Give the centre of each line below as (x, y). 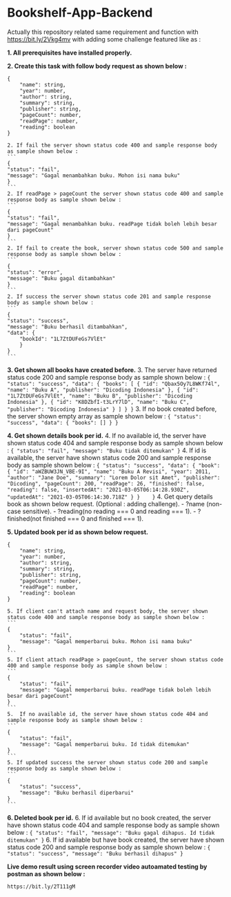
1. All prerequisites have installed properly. (70, 53)
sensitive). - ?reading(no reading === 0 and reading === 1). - (109, 511)
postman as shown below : (46, 873)
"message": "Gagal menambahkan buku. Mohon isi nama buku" (94, 175)
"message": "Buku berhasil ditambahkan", (68, 326)
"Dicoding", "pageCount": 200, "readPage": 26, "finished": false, (106, 483)
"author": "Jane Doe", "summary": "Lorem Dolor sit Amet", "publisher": (114, 478)
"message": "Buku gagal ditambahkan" (61, 278)
